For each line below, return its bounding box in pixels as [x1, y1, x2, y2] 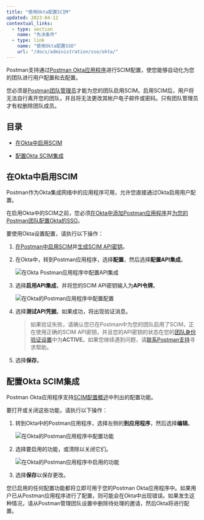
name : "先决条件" [17, 32, 58, 38]
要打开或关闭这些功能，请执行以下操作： [6, 406, 108, 414]
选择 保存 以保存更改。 [15, 471, 69, 479]
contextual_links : [6, 20, 53, 26]
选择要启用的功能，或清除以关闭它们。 [15, 446, 111, 453]
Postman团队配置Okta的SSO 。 [6, 217, 83, 225]
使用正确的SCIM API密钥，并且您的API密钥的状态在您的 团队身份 [35, 328, 196, 336]
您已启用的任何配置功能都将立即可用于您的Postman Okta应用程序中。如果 [6, 485, 191, 492]
